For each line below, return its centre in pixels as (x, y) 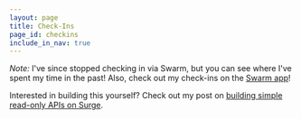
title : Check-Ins (42, 26)
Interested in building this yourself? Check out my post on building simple (146, 96)
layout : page (34, 18)
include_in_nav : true (50, 43)
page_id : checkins (44, 34)
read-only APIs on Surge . (56, 105)
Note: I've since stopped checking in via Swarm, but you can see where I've (150, 69)
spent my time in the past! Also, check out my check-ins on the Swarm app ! (150, 78)
